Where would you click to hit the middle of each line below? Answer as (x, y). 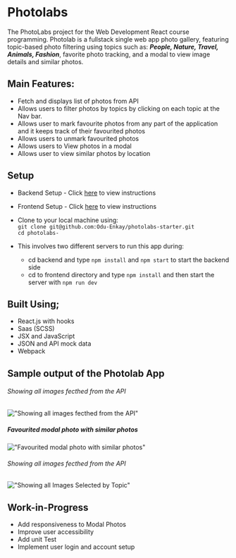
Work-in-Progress (48, 508)
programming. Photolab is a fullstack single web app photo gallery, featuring (118, 39)
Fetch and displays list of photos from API (78, 101)
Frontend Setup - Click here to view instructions (87, 206)
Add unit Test (37, 539)
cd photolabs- (38, 233)
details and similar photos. (45, 61)
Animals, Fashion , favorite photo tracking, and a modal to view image (109, 54)
